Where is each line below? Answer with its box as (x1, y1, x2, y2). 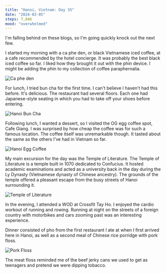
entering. (5, 101, 24, 107)
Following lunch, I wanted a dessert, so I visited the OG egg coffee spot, (5, 120, 153, 126)
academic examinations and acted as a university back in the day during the (5, 166, 161, 172)
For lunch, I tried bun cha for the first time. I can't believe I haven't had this (5, 85, 158, 91)
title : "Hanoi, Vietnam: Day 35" (5, 7, 75, 12)
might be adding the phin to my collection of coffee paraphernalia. (5, 66, 141, 72)
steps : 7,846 (5, 16, 32, 21)
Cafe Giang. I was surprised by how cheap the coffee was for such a (5, 126, 146, 132)
